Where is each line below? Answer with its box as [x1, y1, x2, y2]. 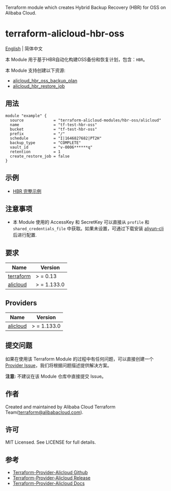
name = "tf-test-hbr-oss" [10, 122, 97, 128]
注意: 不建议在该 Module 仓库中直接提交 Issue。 [5, 373, 106, 379]
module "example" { [5, 113, 47, 118]
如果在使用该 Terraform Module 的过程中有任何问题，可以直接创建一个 [5, 356, 154, 362]
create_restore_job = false [10, 154, 70, 159]
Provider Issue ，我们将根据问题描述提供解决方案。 [5, 362, 112, 368]
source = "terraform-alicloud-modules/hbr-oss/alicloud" [10, 118, 161, 123]
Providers [5, 298, 37, 307]
